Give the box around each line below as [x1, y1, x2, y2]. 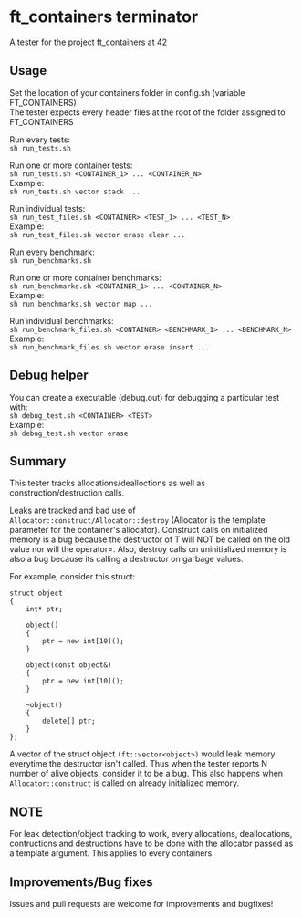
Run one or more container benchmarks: [9, 272, 161, 283]
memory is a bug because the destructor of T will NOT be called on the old [9, 534, 290, 545]
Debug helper [9, 368, 89, 383]
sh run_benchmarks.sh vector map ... [9, 299, 153, 308]
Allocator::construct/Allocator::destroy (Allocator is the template [9, 515, 266, 526]
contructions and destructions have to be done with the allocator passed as [9, 838, 294, 850]
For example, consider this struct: [9, 571, 136, 582]
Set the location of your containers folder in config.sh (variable [9, 87, 245, 98]
